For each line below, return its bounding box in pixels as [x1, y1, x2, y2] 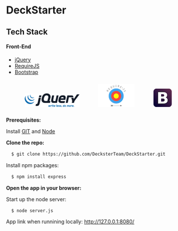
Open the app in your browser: [6, 184, 82, 191]
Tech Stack [6, 27, 48, 37]
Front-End [6, 43, 32, 50]
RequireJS [14, 62, 40, 69]
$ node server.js [11, 208, 54, 213]
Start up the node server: [6, 195, 67, 202]
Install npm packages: [6, 161, 59, 168]
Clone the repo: [6, 139, 45, 146]
